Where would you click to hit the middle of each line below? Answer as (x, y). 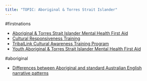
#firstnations (18, 24)
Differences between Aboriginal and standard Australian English (77, 68)
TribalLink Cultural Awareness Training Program (60, 43)
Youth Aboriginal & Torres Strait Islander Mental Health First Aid (76, 49)
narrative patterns (30, 73)
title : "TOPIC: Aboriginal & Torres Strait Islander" (61, 10)
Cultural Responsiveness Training (46, 38)
